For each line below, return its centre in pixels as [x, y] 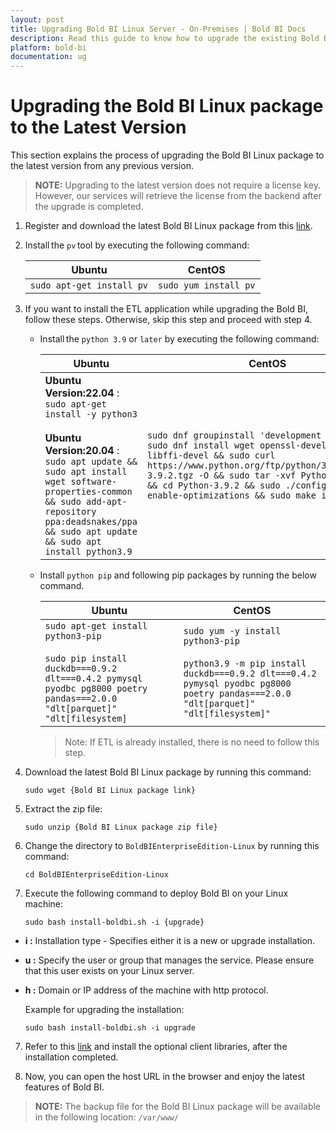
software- [94, 482]
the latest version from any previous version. [102, 166]
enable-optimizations [198, 495]
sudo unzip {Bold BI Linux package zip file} [121, 827]
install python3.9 [88, 552]
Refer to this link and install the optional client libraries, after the [156, 1047]
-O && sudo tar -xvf [247, 475]
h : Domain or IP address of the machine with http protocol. [146, 990]
